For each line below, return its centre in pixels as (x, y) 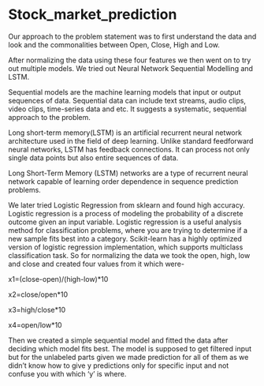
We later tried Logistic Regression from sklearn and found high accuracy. (127, 205)
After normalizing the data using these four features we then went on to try (130, 60)
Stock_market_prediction (93, 15)
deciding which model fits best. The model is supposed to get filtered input (130, 348)
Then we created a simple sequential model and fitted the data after (118, 340)
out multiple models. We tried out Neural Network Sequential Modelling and (131, 68)
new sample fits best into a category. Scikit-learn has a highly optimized (125, 238)
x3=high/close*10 (37, 309)
